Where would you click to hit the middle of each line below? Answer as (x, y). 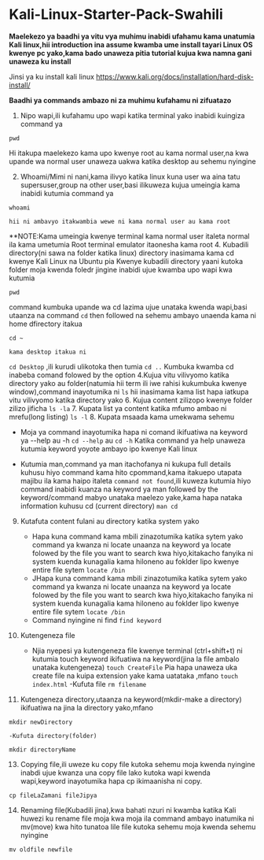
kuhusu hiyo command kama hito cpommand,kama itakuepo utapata (131, 472)
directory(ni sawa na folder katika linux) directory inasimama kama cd (122, 253)
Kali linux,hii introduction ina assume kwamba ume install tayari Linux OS (131, 44)
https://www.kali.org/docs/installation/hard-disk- (175, 76)
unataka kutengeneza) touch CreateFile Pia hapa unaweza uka (135, 667)
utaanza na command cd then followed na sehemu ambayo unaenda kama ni (132, 315)
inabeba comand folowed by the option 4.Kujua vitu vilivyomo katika (119, 375)
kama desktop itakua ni (48, 352)
